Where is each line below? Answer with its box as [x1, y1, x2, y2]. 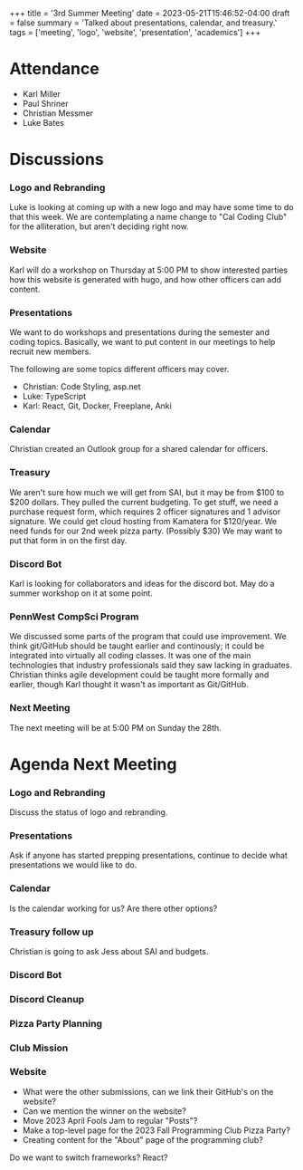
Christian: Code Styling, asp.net [22, 381, 142, 392]
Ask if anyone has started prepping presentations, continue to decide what [9, 850, 288, 861]
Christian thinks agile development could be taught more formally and [9, 669, 270, 680]
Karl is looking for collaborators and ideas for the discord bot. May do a [9, 578, 275, 589]
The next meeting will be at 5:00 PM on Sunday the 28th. [9, 722, 222, 733]
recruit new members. [9, 346, 92, 357]
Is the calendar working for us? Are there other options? [9, 903, 218, 914]
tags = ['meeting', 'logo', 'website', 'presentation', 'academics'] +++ [9, 27, 261, 37]
